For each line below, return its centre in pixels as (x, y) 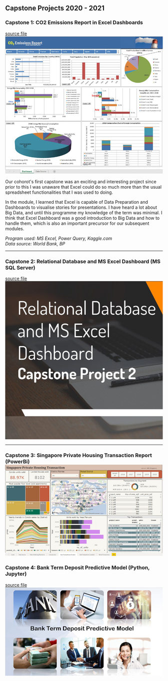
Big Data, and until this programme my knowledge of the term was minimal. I (84, 213)
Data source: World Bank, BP (35, 244)
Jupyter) (16, 574)
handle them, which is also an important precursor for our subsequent (77, 223)
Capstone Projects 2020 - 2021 (55, 8)
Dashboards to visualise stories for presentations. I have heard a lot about (81, 207)
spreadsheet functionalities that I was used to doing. (59, 192)
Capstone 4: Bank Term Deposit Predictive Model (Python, (77, 568)
